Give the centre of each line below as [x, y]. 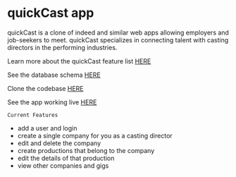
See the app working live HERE [52, 102]
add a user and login [47, 128]
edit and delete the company [59, 143]
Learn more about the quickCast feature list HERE [79, 61]
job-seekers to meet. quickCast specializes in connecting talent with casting [118, 39]
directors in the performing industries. [62, 47]
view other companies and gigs [63, 165]
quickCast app [51, 13]
